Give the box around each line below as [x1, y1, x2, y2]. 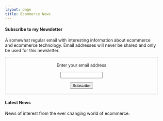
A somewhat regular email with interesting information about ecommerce [5, 37, 151, 43]
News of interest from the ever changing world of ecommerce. [5, 110, 130, 116]
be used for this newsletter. [5, 47, 60, 53]
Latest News [5, 100, 31, 106]
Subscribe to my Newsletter [5, 27, 63, 32]
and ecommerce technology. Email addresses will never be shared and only [5, 42, 156, 48]
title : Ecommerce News [5, 12, 51, 16]
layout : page [5, 7, 32, 12]
